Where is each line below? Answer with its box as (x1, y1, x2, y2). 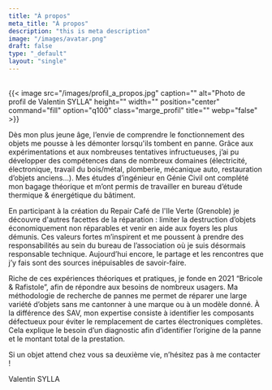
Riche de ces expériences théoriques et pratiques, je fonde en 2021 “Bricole (8, 273, 263, 283)
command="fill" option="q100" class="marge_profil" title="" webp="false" (8, 105, 258, 115)
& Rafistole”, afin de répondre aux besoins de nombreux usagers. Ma (8, 282, 238, 292)
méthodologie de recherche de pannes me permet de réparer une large (8, 290, 248, 301)
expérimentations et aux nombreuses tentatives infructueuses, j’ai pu (8, 147, 240, 157)
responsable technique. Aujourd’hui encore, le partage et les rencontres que (8, 249, 264, 258)
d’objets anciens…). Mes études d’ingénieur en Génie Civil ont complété (8, 172, 249, 183)
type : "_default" (8, 50, 67, 58)
